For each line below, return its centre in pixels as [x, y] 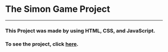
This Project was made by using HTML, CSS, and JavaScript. [80, 31]
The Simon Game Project [58, 9]
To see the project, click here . [42, 44]
